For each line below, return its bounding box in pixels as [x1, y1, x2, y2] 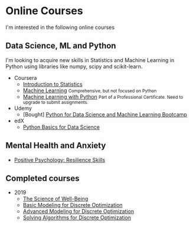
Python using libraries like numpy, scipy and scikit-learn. [5, 63, 143, 70]
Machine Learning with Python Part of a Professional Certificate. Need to [22, 93, 184, 100]
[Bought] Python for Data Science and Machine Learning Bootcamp [22, 111, 187, 118]
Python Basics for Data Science [22, 123, 100, 131]
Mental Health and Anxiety [5, 141, 106, 151]
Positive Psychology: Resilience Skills [14, 156, 106, 163]
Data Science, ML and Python [5, 41, 116, 51]
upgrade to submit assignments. [22, 99, 89, 105]
